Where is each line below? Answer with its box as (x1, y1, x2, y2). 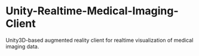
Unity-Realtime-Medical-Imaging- (5, 4, 179, 18)
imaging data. (5, 43, 39, 50)
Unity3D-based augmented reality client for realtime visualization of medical (5, 36, 194, 43)
